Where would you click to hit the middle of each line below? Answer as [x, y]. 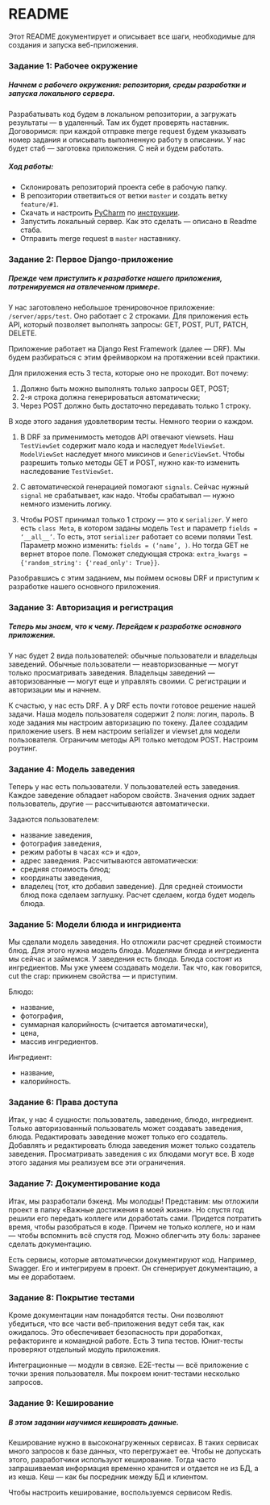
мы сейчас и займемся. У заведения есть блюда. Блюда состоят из [125, 959]
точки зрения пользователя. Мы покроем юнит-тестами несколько [124, 1374]
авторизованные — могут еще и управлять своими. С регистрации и [127, 681]
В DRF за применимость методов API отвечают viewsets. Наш [127, 437]
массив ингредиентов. [59, 1041]
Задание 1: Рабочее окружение [73, 65]
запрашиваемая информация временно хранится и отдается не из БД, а [134, 1468]
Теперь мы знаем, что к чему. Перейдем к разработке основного [125, 626]
